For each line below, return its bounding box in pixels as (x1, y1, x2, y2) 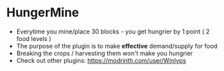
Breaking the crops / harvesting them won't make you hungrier (16, 49, 193, 57)
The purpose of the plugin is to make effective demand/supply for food (16, 42, 218, 50)
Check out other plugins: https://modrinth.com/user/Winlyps (16, 56, 186, 64)
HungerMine (6, 5, 79, 20)
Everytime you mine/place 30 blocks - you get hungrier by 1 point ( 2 (16, 27, 210, 35)
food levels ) (16, 34, 52, 42)
